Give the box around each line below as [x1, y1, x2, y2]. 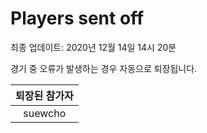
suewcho [23, 106, 67, 120]
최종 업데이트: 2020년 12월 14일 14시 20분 [10, 41, 177, 53]
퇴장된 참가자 [15, 88, 74, 102]
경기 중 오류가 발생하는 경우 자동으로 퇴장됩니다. [10, 62, 198, 74]
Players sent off [10, 7, 145, 30]
